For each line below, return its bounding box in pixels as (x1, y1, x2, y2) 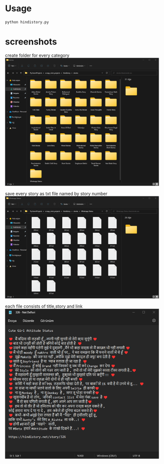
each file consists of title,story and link (5, 303, 83, 309)
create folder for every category (5, 52, 70, 58)
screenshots (5, 36, 57, 47)
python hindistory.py (5, 20, 49, 24)
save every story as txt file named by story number (5, 190, 107, 196)
